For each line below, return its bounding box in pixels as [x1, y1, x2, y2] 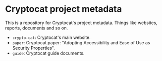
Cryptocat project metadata [5, 3, 122, 15]
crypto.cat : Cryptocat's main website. [12, 34, 91, 40]
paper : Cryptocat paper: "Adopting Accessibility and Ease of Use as [12, 39, 150, 45]
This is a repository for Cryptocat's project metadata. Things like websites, [5, 20, 158, 26]
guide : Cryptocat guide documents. [12, 50, 85, 56]
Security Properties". [12, 45, 55, 51]
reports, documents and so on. [5, 25, 68, 30]
